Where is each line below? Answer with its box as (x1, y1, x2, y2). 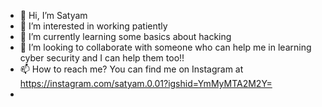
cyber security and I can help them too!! (19, 52, 185, 64)
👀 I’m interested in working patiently (19, 20, 168, 32)
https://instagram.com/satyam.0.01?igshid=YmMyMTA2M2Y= (19, 78, 273, 89)
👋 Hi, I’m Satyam (19, 10, 88, 21)
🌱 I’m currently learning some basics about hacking (19, 31, 232, 42)
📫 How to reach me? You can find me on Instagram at (19, 63, 244, 75)
